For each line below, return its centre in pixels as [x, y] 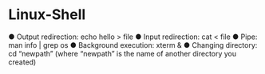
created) [22, 62]
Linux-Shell [47, 15]
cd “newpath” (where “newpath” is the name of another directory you [123, 53]
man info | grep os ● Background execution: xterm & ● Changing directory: [133, 45]
